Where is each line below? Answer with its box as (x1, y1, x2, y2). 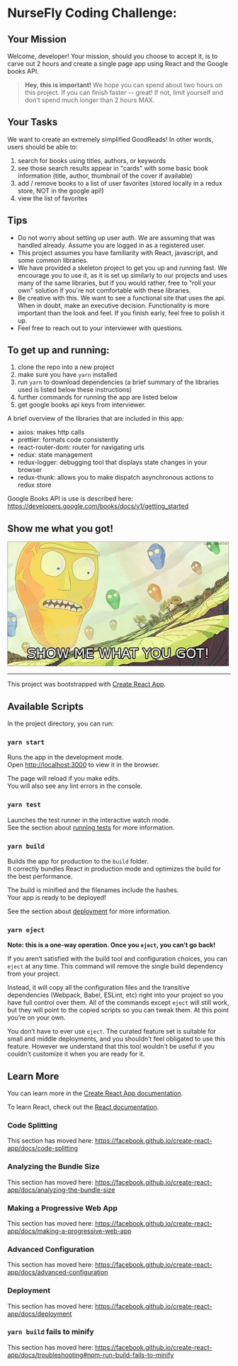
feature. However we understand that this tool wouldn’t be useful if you (7, 1042, 215, 1051)
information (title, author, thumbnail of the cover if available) (17, 171, 193, 180)
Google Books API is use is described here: (7, 495, 133, 503)
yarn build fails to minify (7, 1327, 94, 1337)
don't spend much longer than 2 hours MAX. (24, 96, 155, 104)
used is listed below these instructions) (17, 385, 132, 394)
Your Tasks (7, 116, 58, 128)
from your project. (7, 969, 60, 978)
